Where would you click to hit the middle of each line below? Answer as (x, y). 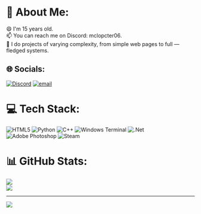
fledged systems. (28, 50)
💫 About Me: (38, 12)
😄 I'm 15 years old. (30, 29)
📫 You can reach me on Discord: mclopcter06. (64, 35)
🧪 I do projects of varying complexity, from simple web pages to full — (93, 44)
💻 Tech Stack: (43, 108)
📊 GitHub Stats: (47, 161)
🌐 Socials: (26, 69)
